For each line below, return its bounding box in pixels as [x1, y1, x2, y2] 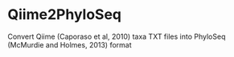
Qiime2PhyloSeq [7, 6, 122, 24]
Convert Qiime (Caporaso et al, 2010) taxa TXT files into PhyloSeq [7, 32, 226, 41]
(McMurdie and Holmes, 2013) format [7, 40, 132, 49]
